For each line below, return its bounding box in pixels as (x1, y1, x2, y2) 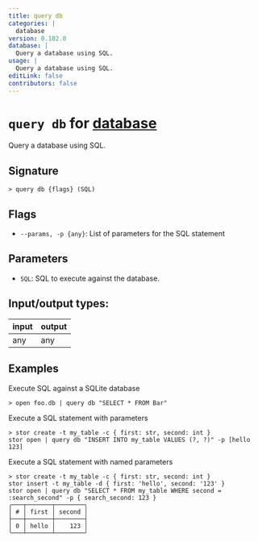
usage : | (8, 57, 38, 65)
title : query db (8, 11, 63, 20)
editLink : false (8, 72, 63, 80)
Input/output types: (8, 297, 110, 311)
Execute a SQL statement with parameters (8, 413, 148, 423)
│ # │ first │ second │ (8, 507, 89, 516)
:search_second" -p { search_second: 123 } (8, 494, 157, 502)
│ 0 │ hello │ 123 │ (8, 522, 89, 530)
